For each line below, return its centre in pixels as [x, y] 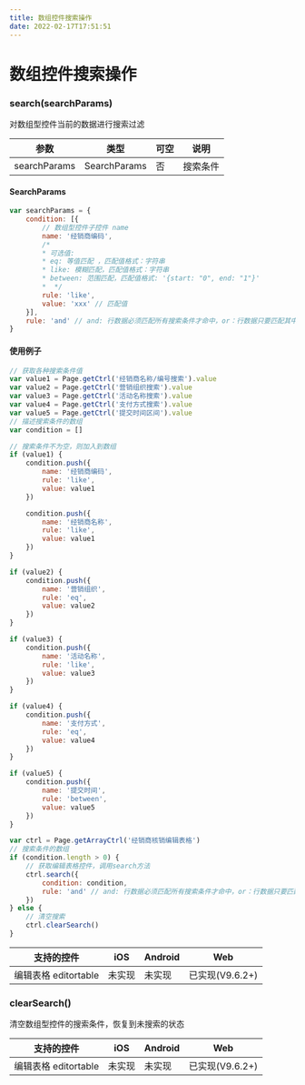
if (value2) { [36, 572]
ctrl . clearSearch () [63, 925]
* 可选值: [59, 253]
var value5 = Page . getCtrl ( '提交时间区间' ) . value [101, 413]
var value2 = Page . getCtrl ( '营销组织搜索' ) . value [101, 387]
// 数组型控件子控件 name [85, 227]
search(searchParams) [61, 103]
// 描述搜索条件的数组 [46, 421]
